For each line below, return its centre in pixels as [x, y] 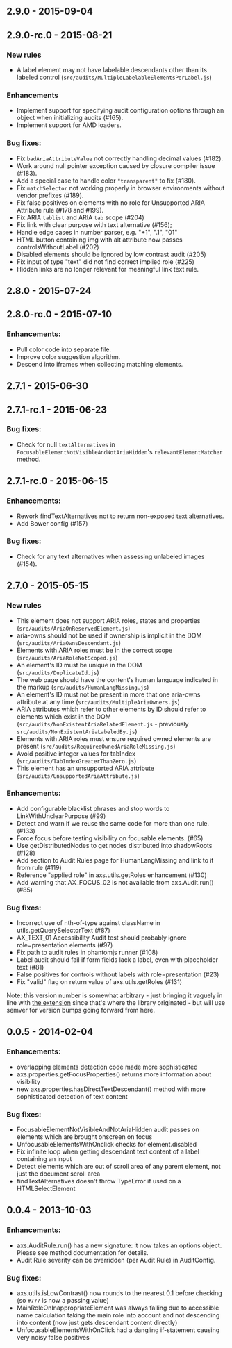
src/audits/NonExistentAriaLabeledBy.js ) [77, 731]
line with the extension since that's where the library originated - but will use [116, 1003]
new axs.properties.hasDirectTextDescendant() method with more [111, 1089]
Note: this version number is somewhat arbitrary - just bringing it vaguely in [115, 995]
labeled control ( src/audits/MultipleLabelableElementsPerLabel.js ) [114, 77]
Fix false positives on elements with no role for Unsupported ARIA [111, 202]
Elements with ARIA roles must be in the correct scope [94, 650]
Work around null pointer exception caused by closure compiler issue [116, 165]
